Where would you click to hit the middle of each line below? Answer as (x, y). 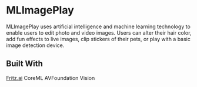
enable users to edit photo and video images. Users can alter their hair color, (99, 32)
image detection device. (35, 45)
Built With (24, 64)
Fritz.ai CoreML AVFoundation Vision (51, 78)
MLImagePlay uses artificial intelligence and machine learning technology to (98, 26)
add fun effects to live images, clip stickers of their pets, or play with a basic (98, 39)
